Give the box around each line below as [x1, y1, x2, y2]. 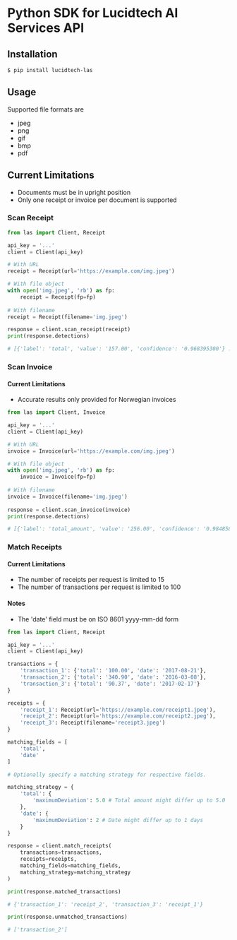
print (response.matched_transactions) [7, 888, 121, 895]
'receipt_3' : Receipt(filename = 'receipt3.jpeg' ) [20, 719, 166, 727]
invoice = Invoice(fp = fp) [20, 473, 97, 481]
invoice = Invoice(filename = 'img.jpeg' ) [7, 493, 128, 500]
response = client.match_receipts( [7, 843, 112, 850]
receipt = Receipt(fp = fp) [20, 293, 97, 301]
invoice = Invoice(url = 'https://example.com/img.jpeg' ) [7, 447, 175, 455]
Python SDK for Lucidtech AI [7, 5, 178, 21]
